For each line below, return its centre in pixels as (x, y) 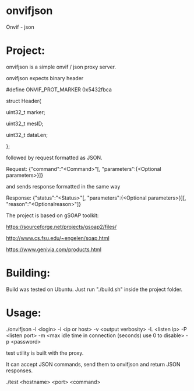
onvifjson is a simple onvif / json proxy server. (61, 67)
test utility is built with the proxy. (45, 353)
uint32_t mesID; (25, 124)
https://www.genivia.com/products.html (54, 249)
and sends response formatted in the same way (63, 186)
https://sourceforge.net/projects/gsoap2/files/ (61, 227)
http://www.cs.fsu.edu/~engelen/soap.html (58, 238)
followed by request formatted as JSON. (54, 157)
